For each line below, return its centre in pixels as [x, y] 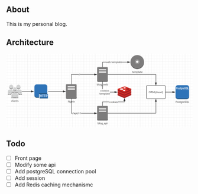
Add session [30, 178]
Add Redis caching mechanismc [54, 185]
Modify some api [35, 165]
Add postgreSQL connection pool [55, 171]
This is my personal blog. [37, 24]
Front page [28, 158]
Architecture [30, 43]
